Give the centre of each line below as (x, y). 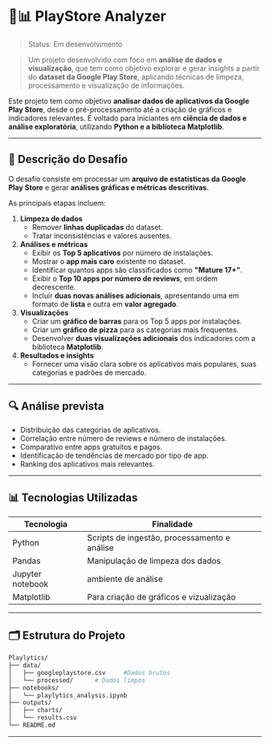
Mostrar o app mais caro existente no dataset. (109, 261)
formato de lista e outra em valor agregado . (105, 304)
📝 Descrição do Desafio (68, 160)
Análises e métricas (54, 244)
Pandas (27, 561)
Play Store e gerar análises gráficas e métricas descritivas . (108, 187)
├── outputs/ (30, 703)
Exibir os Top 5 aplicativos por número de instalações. (123, 253)
